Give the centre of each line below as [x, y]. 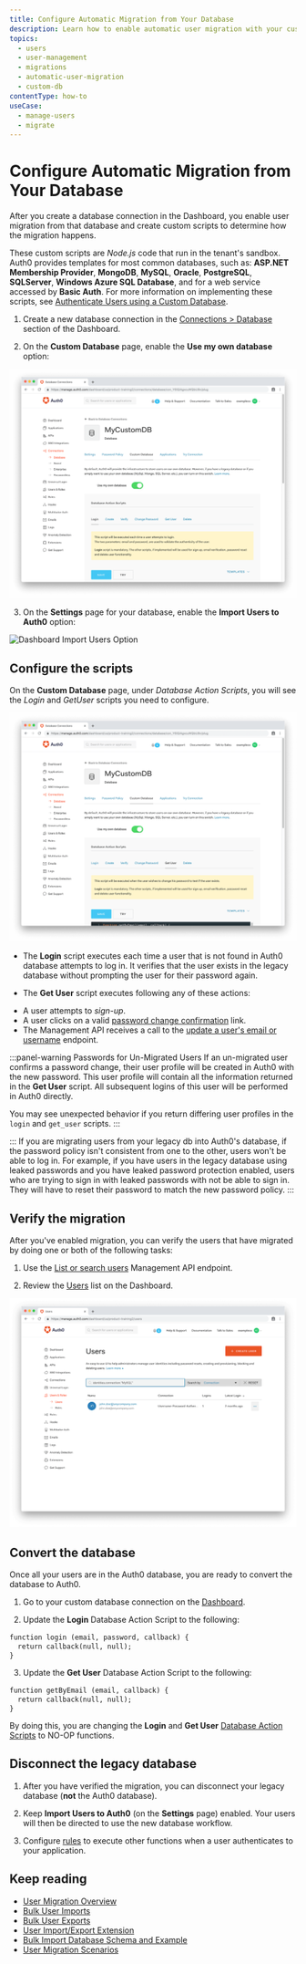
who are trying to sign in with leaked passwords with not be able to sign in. [149, 1180]
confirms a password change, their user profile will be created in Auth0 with [152, 1067]
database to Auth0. [46, 1584]
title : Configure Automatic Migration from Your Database [122, 19]
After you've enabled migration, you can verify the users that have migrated [151, 1241]
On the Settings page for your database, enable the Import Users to [151, 612]
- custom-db [41, 87]
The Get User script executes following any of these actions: [136, 993]
